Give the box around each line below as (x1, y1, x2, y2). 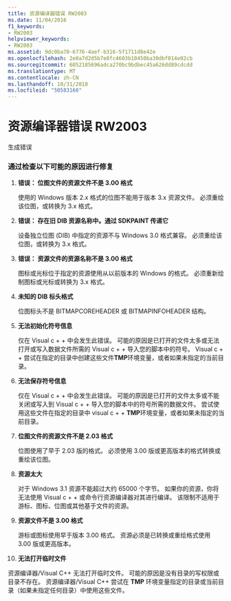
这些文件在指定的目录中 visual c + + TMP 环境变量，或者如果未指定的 (23, 409, 219, 417)
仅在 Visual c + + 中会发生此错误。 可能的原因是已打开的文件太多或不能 (17, 391, 219, 400)
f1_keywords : (8, 23, 45, 30)
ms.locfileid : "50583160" (8, 87, 82, 94)
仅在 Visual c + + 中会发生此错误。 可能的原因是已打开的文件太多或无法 (17, 336, 219, 345)
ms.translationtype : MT (8, 68, 76, 74)
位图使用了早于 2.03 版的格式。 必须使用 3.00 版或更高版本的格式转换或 (17, 447, 221, 455)
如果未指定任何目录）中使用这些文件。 (19, 587, 129, 595)
